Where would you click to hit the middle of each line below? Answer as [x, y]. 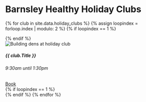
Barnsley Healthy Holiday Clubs [73, 9]
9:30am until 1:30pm [27, 68]
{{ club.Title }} [21, 55]
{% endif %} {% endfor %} [33, 94]
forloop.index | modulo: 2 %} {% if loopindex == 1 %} [61, 28]
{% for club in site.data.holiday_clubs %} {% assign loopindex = [72, 23]
